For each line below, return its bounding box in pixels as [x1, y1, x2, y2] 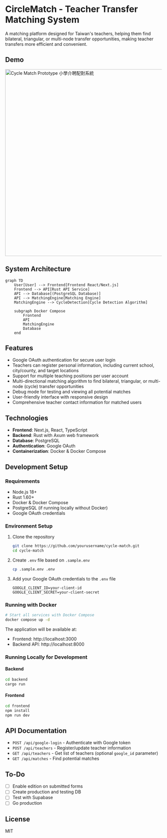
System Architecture [5, 265, 71, 274]
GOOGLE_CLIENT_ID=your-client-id [12, 585, 82, 590]
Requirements [5, 477, 40, 484]
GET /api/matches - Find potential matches [12, 756, 99, 762]
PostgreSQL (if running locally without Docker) [12, 505, 108, 511]
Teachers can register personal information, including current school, [12, 362, 155, 368]
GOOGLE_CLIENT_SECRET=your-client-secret [12, 589, 99, 595]
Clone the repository [12, 534, 55, 540]
